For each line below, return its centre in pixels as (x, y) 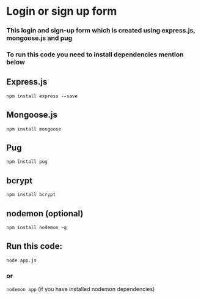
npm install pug (27, 162)
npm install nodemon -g (37, 228)
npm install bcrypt (31, 195)
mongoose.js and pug (39, 38)
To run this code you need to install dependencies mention (95, 55)
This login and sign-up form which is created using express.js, (101, 31)
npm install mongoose (34, 129)
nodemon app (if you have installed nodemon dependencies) (81, 289)
